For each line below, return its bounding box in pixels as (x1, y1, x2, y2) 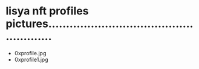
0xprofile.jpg (14, 49, 47, 56)
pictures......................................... (5, 17, 194, 31)
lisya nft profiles (5, 4, 89, 18)
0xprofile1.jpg (14, 56, 49, 63)
